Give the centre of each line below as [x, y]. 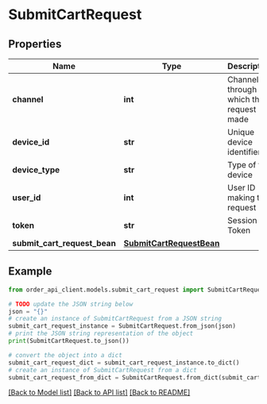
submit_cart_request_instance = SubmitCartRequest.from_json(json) [122, 326]
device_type [36, 170]
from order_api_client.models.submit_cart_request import [106, 290]
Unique [241, 132]
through [242, 89]
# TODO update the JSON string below [71, 304]
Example [30, 271]
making [242, 198]
